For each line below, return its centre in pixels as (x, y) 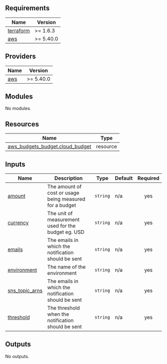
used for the (61, 226)
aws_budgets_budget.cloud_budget (49, 146)
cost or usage (63, 193)
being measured (66, 199)
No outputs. (17, 356)
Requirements (27, 8)
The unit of (60, 214)
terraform (19, 30)
